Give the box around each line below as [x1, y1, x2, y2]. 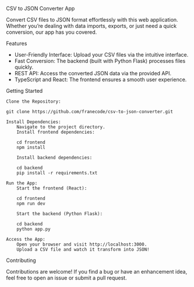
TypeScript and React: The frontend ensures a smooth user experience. [14, 76, 187, 83]
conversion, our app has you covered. [6, 29, 97, 36]
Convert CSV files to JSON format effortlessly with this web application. [6, 16, 179, 23]
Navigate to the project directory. [16, 124, 106, 130]
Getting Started [6, 87, 43, 94]
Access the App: [6, 236, 45, 242]
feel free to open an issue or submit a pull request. [6, 274, 127, 281]
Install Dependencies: [6, 119, 61, 125]
